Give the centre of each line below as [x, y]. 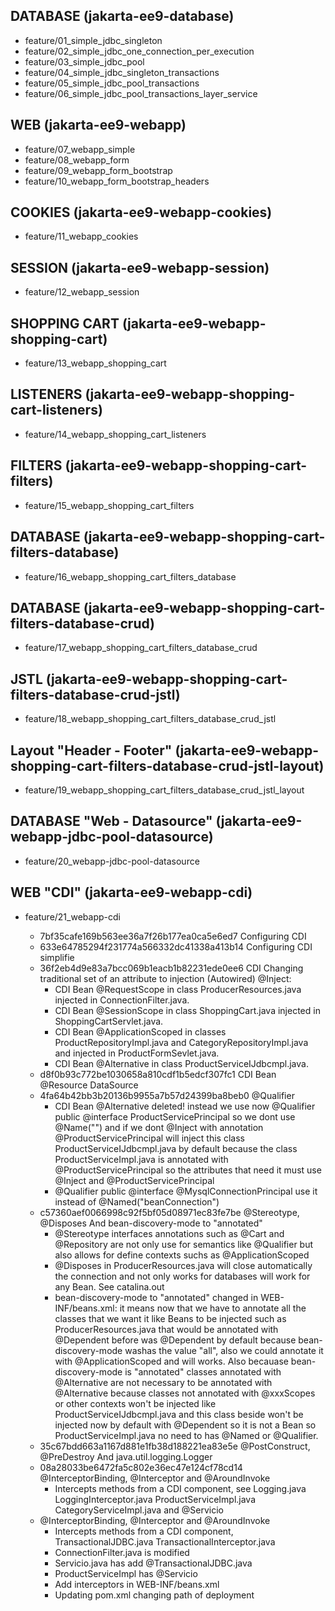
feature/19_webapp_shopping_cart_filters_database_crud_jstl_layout [164, 790]
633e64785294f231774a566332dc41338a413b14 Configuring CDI [176, 946]
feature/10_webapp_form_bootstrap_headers [117, 181]
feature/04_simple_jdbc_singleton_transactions [122, 72]
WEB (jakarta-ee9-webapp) [98, 125]
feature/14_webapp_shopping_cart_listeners [115, 434]
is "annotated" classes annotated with [203, 1371]
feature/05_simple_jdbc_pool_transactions [112, 83]
